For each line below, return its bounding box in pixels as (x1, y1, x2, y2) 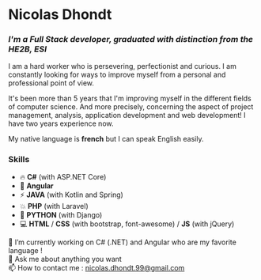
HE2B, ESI (8, 44, 47, 55)
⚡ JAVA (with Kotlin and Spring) (19, 190, 124, 199)
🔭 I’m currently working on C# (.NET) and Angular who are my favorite (8, 237, 237, 247)
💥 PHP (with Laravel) (19, 201, 89, 210)
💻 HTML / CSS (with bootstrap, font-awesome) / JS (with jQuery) (19, 219, 235, 229)
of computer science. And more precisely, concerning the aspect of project (8, 102, 254, 112)
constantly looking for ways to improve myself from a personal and (8, 70, 226, 80)
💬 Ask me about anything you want (8, 254, 123, 263)
